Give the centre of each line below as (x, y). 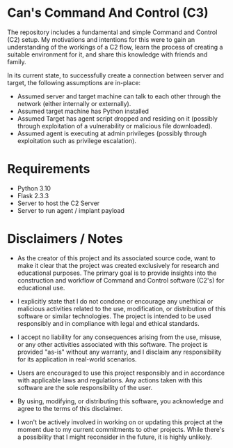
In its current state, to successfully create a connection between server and (116, 75)
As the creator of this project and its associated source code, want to (116, 258)
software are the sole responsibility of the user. (85, 387)
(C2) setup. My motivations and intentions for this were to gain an (101, 39)
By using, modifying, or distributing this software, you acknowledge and (120, 401)
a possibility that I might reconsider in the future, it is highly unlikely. (114, 437)
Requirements (49, 169)
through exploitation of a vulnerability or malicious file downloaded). (115, 126)
